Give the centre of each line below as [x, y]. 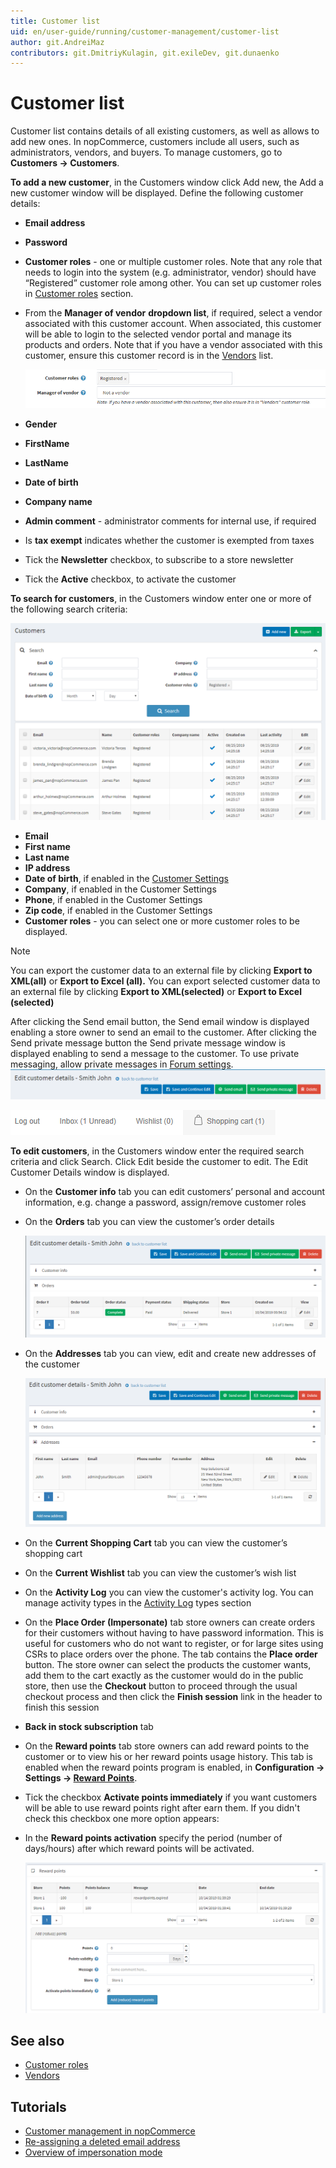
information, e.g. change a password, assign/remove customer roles [165, 1202]
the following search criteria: [69, 609]
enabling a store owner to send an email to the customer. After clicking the [163, 1032]
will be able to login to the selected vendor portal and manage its [158, 334]
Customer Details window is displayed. [90, 1172]
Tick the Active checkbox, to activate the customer [130, 579]
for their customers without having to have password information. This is [174, 1633]
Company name [58, 502]
